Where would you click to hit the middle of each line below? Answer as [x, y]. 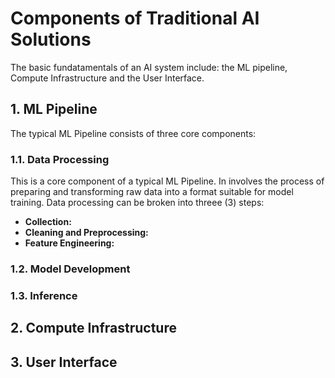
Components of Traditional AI [135, 18]
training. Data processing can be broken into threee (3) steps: [137, 203]
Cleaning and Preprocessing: [86, 233]
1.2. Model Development [70, 269]
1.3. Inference [44, 295]
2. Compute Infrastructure [93, 328]
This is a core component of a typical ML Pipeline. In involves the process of [167, 181]
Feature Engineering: [69, 243]
